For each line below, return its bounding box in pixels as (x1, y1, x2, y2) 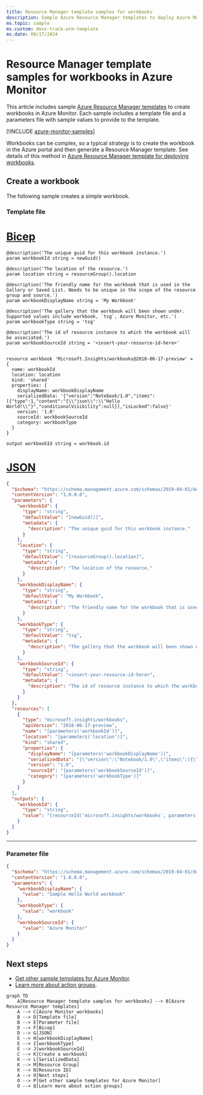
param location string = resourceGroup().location (6, 271, 137, 277)
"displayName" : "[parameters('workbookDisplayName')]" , (28, 751, 172, 757)
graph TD (6, 993, 28, 999)
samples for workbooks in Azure (6, 70, 173, 84)
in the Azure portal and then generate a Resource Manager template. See (6, 146, 188, 153)
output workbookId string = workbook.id (6, 440, 110, 447)
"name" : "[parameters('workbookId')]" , (22, 728, 123, 734)
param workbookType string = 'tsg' (6, 318, 96, 324)
